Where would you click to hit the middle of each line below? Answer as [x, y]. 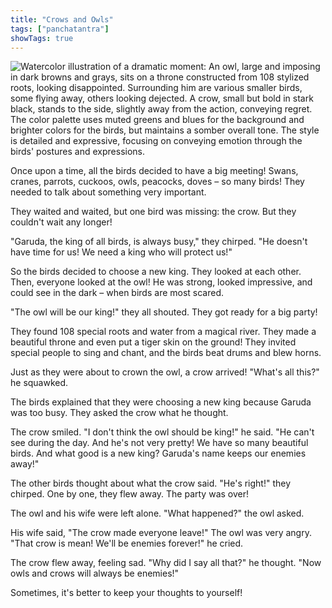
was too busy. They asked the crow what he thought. [119, 413]
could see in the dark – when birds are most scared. [117, 293]
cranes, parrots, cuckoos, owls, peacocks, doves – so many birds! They [157, 182]
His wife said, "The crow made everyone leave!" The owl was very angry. [161, 533]
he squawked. [39, 383]
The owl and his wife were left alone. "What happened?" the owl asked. [157, 513]
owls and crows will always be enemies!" [95, 573]
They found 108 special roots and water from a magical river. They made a [163, 332]
